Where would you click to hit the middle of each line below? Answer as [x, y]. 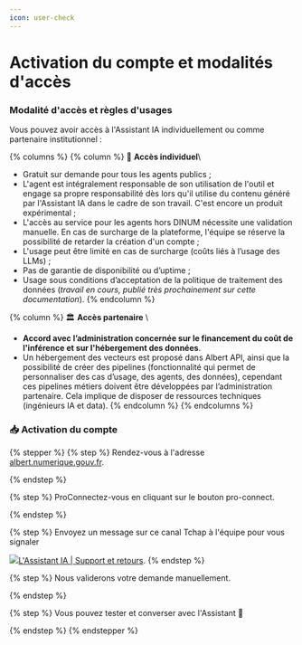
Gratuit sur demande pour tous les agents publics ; [117, 175]
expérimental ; [49, 213]
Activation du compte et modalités [141, 62]
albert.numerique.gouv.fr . [57, 462]
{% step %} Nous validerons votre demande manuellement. [120, 578]
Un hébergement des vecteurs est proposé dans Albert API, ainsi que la [156, 357]
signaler [24, 542]
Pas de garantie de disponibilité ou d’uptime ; [107, 270]
